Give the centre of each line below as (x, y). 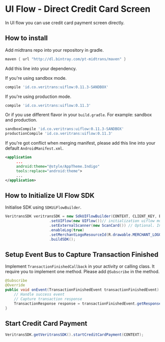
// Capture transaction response (48, 299)
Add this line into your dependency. (41, 68)
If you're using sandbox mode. (36, 78)
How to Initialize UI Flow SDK (50, 195)
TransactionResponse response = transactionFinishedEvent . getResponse (88, 304)
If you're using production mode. (38, 96)
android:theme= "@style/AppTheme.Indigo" (58, 166)
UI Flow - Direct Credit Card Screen (78, 9)
